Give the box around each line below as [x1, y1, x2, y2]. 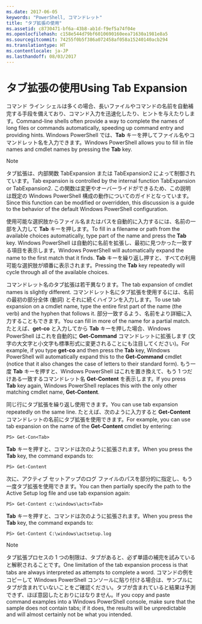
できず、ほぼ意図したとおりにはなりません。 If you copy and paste [6, 591, 170, 598]
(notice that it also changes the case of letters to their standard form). [6, 360, 179, 367]
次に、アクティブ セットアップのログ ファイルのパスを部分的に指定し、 [6, 475, 182, 482]
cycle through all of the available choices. [6, 268, 109, 275]
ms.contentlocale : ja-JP [6, 48, 69, 54]
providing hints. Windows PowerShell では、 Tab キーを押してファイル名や [6, 131, 190, 138]
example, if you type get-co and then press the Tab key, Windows [6, 346, 170, 353]
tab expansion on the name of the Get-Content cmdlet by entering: [6, 422, 173, 430]
